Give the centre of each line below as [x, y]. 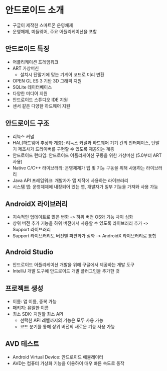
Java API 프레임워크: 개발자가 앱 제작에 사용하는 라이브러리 [70, 180]
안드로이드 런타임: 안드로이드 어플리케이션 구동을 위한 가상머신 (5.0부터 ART [87, 155]
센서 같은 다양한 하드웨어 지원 [41, 106]
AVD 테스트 [22, 344]
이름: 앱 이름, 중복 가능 [34, 301]
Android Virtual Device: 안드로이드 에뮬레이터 [58, 357]
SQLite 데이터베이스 [32, 87]
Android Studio [29, 252]
